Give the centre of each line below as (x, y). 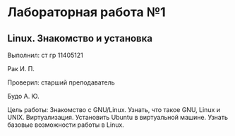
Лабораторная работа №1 (86, 12)
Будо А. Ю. (24, 96)
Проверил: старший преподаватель (61, 82)
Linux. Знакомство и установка (80, 38)
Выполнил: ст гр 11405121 (45, 55)
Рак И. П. (21, 69)
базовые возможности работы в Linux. (66, 125)
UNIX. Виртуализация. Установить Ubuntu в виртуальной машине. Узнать (117, 117)
